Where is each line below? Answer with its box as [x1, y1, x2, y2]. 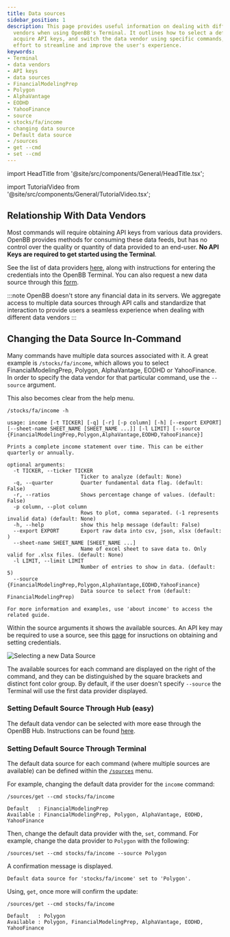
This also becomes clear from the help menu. [7, 394, 135, 402]
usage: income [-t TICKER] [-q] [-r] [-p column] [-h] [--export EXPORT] [7, 419, 222, 426]
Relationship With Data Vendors [7, 210, 146, 222]
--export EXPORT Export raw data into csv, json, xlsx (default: [13, 527, 222, 534]
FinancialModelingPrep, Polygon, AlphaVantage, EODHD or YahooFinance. [7, 365, 217, 374]
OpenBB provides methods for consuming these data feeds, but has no [7, 235, 207, 244]
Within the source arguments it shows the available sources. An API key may [7, 623, 223, 632]
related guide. [7, 611, 51, 618]
